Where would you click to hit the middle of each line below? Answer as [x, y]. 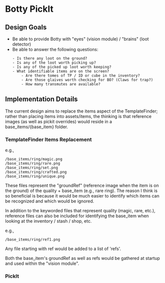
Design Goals [26, 27]
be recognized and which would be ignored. [50, 201]
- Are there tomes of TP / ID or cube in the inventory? [81, 76]
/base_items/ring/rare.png [33, 164]
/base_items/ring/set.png [31, 168]
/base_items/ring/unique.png [35, 176]
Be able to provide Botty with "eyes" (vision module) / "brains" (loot [80, 39]
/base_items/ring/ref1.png [33, 240]
